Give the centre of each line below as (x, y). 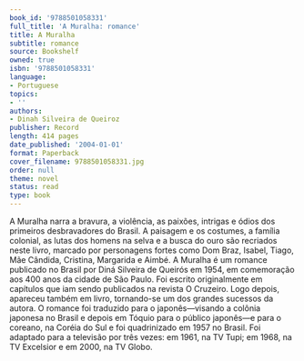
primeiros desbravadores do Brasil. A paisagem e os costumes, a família (145, 231)
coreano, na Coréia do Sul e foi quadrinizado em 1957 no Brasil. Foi (135, 327)
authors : (26, 111)
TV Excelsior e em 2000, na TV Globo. (81, 347)
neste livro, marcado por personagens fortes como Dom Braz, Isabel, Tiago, (152, 250)
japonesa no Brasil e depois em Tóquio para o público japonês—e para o (146, 318)
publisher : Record (44, 128)
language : (28, 77)
